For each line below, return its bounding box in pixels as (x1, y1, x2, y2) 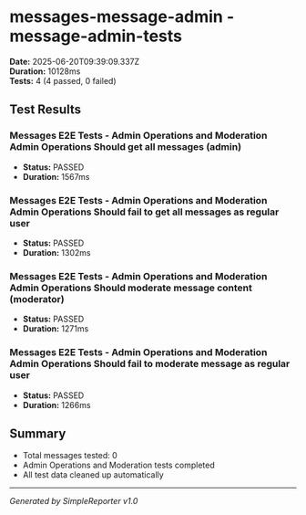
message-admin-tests (9, 26, 182, 47)
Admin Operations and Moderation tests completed (22, 459, 216, 471)
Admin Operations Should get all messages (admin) (9, 141, 242, 153)
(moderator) (9, 292, 66, 305)
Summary (9, 426, 66, 441)
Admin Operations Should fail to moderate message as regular (9, 358, 291, 371)
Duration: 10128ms (9, 66, 81, 77)
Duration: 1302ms (22, 247, 91, 257)
